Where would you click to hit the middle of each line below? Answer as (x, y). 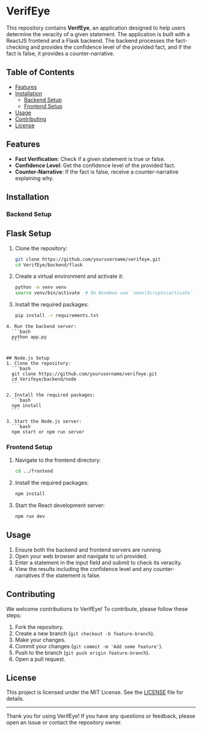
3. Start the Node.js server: (44, 421)
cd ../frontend (34, 472)
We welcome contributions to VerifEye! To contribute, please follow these (97, 609)
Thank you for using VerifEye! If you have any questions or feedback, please (101, 716)
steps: (14, 615)
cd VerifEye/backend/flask (49, 265)
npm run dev (30, 517)
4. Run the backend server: (41, 327)
